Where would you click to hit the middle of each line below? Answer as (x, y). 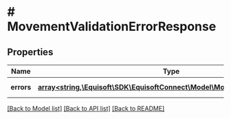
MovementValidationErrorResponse (112, 26)
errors (21, 87)
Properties (30, 52)
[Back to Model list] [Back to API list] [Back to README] (86, 108)
